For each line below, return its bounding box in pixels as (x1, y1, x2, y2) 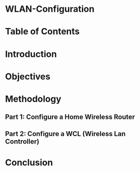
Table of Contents (5, 26, 80, 37)
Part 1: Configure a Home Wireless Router (5, 113, 135, 121)
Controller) (5, 137, 39, 145)
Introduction (5, 48, 57, 59)
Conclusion (5, 157, 53, 168)
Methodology (5, 93, 62, 104)
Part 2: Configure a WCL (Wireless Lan (5, 129, 126, 138)
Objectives (5, 71, 51, 82)
